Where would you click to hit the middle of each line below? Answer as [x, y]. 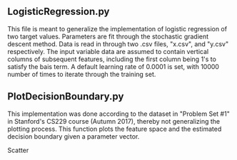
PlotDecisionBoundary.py [66, 96]
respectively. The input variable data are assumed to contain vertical [108, 51]
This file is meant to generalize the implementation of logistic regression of [117, 28]
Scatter [18, 150]
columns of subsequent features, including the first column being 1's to [112, 59]
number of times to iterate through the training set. [82, 74]
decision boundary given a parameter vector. [74, 136]
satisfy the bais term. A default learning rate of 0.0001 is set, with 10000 [114, 66]
